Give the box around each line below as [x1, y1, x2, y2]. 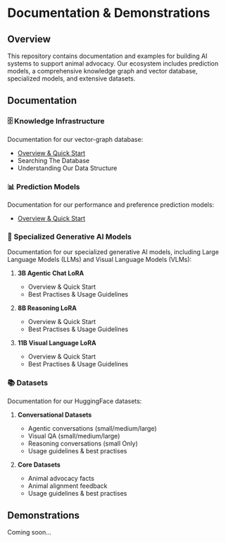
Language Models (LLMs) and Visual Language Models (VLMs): [7, 256, 192, 264]
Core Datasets [17, 460, 61, 469]
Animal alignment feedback [27, 482, 108, 490]
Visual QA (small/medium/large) [27, 431, 120, 440]
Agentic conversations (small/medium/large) [27, 424, 157, 432]
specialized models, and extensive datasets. [7, 74, 136, 83]
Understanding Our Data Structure [17, 164, 118, 172]
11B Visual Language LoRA [17, 339, 96, 347]
